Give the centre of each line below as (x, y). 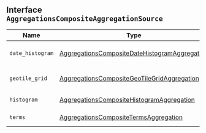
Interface (24, 10)
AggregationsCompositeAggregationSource (85, 19)
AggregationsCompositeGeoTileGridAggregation (129, 78)
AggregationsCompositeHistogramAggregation (127, 99)
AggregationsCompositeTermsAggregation (121, 117)
